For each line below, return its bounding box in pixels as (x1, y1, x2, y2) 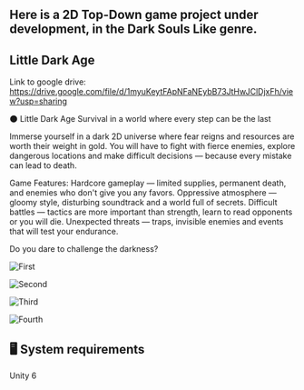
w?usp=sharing (9, 95, 68, 107)
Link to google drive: (9, 76, 86, 87)
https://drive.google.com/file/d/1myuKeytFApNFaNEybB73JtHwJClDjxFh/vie (9, 86, 293, 97)
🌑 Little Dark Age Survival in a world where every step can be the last (9, 114, 271, 125)
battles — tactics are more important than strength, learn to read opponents (9, 206, 293, 217)
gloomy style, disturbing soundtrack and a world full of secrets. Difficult (9, 197, 279, 208)
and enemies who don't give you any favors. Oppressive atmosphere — (9, 187, 277, 198)
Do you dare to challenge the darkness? (9, 244, 159, 255)
